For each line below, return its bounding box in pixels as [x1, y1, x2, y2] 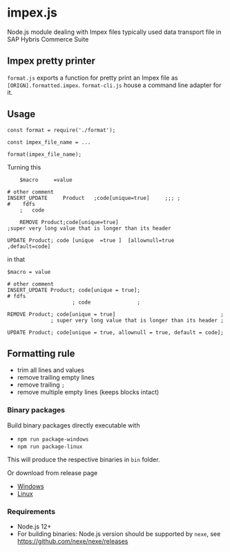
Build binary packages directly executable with [7, 421, 140, 430]
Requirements [7, 506, 56, 516]
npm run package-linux [17, 443, 83, 450]
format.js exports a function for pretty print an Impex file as [7, 73, 178, 82]
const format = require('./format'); [7, 127, 116, 134]
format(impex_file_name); [7, 151, 82, 158]
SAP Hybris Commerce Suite [7, 35, 89, 43]
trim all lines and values [17, 366, 85, 374]
